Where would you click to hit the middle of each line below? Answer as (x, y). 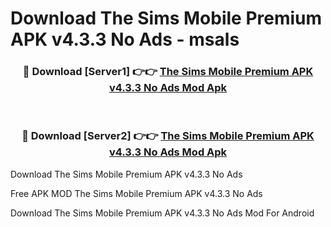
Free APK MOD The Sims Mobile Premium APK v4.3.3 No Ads (136, 193)
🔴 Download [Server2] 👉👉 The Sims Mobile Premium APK (168, 136)
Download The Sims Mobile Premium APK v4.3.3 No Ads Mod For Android (162, 213)
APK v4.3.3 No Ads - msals (125, 39)
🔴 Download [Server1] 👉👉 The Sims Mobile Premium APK (168, 72)
